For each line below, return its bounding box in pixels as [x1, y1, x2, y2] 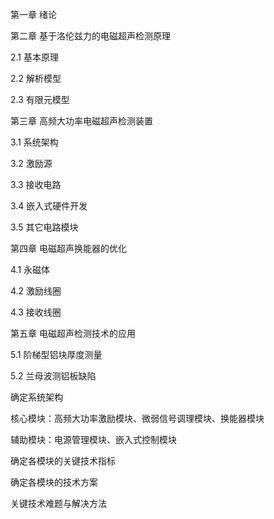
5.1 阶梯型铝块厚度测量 [10, 349, 103, 360]
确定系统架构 [10, 391, 63, 403]
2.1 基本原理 [10, 51, 59, 63]
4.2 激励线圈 [10, 285, 62, 297]
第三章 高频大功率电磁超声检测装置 [10, 115, 153, 127]
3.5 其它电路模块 [10, 221, 79, 233]
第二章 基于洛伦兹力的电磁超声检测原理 [10, 30, 171, 42]
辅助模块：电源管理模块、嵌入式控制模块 [10, 434, 177, 445]
